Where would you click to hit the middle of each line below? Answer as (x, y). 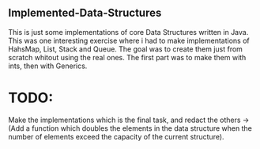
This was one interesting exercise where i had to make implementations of (129, 40)
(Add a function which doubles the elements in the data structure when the (130, 128)
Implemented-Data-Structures (85, 13)
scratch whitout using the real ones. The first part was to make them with (127, 57)
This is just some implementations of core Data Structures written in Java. (128, 32)
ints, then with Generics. (48, 66)
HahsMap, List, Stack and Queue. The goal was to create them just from (126, 49)
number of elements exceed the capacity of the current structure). (116, 136)
